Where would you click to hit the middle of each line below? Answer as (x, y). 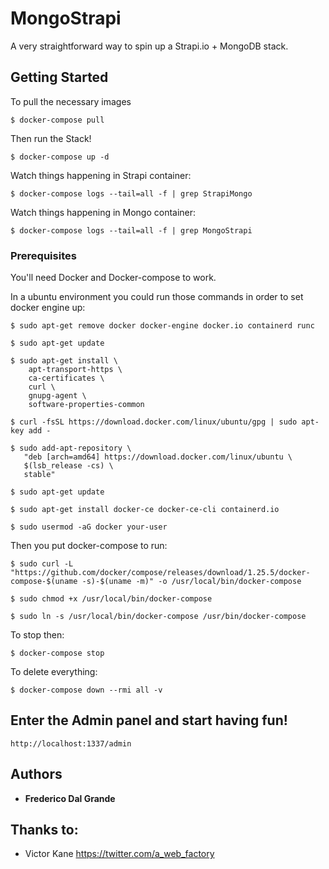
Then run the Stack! (51, 138)
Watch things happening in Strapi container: (101, 175)
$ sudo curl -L (42, 564)
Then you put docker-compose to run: (89, 546)
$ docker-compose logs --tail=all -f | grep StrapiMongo (131, 193)
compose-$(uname (44, 582)
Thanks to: (44, 830)
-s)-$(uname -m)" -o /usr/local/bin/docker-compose (191, 582)
